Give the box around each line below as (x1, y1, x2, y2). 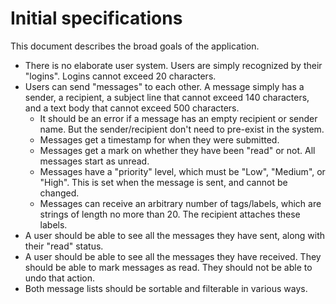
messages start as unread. (39, 155, 150, 167)
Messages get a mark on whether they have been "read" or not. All (39, 144, 316, 156)
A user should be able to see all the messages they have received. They (24, 250, 322, 262)
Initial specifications (10, 7, 183, 30)
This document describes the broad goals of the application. (10, 40, 260, 52)
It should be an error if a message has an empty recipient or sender (39, 112, 318, 124)
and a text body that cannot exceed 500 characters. (24, 102, 240, 114)
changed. (39, 187, 80, 199)
